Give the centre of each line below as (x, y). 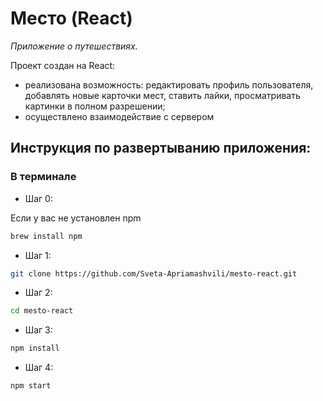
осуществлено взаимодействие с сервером (119, 116)
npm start (31, 386)
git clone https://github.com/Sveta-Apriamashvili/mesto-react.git (154, 273)
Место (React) (71, 18)
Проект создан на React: (63, 65)
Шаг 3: (38, 330)
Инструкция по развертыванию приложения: (161, 148)
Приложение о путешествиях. (74, 46)
